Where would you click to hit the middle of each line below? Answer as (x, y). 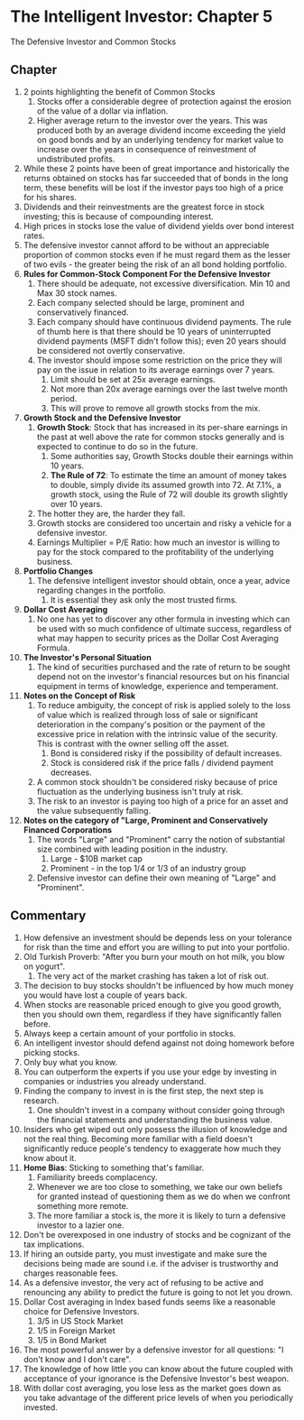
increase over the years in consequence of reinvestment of (147, 149)
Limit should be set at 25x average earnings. (133, 379)
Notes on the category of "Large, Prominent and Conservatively (146, 820)
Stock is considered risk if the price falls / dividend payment (162, 762)
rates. (34, 235)
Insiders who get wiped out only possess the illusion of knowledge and (155, 1129)
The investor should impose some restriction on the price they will (159, 360)
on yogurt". (44, 966)
